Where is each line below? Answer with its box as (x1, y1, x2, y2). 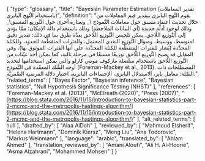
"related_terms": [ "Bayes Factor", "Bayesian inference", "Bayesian (6, 76, 174, 84)
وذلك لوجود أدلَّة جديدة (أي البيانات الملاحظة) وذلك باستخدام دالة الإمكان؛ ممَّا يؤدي (6, 24, 192, 32)
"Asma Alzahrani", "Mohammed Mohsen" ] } (6, 148, 117, 155)
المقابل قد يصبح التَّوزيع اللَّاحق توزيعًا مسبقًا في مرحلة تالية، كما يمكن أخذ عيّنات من (6, 51, 194, 57)
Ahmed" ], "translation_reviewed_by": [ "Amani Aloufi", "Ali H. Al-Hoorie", (6, 141, 190, 148)
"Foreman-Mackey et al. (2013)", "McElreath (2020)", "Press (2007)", (6, 90, 181, 96)
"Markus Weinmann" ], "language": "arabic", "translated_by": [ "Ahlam (6, 135, 184, 142)
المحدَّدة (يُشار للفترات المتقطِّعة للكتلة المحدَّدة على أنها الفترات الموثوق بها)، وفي (6, 44, 191, 51)
